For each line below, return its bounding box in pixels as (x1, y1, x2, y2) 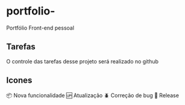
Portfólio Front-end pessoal (6, 24, 74, 31)
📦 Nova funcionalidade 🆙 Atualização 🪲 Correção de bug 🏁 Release (6, 92, 180, 99)
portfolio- (6, 4, 55, 18)
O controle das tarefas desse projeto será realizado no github (6, 57, 158, 65)
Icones (6, 75, 33, 86)
